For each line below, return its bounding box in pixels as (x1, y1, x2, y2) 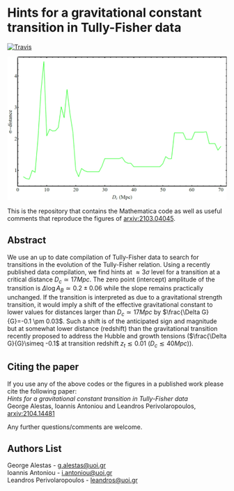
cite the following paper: (7, 387, 77, 395)
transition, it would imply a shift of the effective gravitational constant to (7, 301, 213, 309)
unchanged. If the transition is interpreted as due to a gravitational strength (7, 293, 223, 302)
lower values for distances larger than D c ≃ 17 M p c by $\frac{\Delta (7, 308, 201, 318)
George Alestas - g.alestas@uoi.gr (7, 461, 107, 469)
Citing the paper (7, 361, 79, 373)
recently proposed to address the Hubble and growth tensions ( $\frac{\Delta (7, 332, 227, 340)
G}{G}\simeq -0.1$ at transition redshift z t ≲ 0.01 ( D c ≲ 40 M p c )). (7, 339, 194, 349)
